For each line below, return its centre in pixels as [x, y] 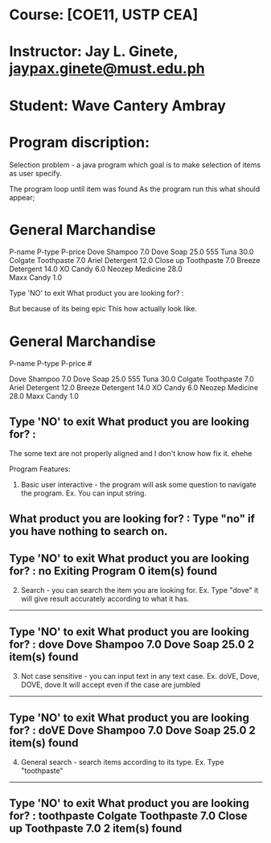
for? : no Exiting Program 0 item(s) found [113, 571]
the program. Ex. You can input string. [84, 493]
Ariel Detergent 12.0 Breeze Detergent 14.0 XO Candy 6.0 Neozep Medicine [134, 388]
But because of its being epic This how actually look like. [103, 309]
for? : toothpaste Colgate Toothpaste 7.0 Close [128, 816]
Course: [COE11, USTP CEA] [104, 15]
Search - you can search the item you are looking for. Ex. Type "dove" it [140, 590]
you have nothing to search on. [88, 531]
